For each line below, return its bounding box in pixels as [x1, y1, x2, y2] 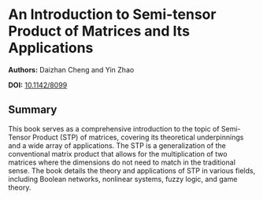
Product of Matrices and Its [8, 22, 191, 40]
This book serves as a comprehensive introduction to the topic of [8, 124, 220, 133]
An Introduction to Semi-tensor [8, 6, 217, 24]
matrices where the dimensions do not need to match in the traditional [8, 157, 236, 167]
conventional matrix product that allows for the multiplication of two [8, 149, 228, 158]
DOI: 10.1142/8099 [8, 80, 68, 90]
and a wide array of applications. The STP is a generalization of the [8, 140, 226, 150]
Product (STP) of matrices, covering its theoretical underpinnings [32, 132, 244, 142]
